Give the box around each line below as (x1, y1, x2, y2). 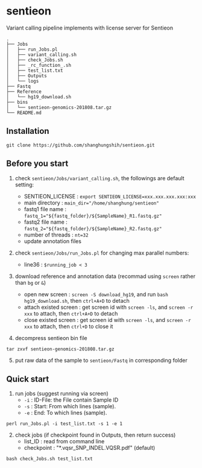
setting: (14, 181, 34, 188)
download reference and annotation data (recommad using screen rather (14, 273, 196, 280)
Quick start (6, 374, 49, 384)
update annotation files (24, 237, 81, 245)
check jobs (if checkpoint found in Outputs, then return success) (14, 431, 176, 438)
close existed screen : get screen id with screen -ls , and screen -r (24, 316, 191, 323)
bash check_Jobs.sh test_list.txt (6, 456, 93, 462)
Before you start (6, 159, 69, 169)
